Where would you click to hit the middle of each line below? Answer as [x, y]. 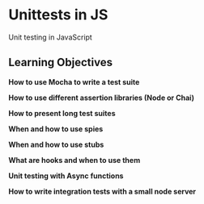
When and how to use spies [56, 129]
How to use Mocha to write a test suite [74, 81]
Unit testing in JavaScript [51, 37]
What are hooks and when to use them [74, 160]
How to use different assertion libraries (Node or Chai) [101, 98]
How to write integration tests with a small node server [102, 191]
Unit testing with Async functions [66, 176]
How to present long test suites [62, 113]
